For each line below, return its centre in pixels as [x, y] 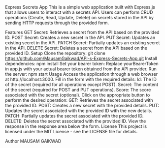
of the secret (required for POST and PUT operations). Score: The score [78, 90]
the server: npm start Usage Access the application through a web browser [82, 74]
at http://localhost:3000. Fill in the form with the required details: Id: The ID [81, 79]
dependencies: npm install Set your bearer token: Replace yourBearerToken [82, 64]
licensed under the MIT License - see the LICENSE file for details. [71, 132]
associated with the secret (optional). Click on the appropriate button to [78, 95]
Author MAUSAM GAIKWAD [33, 141]
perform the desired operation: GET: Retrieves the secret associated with [79, 100]
